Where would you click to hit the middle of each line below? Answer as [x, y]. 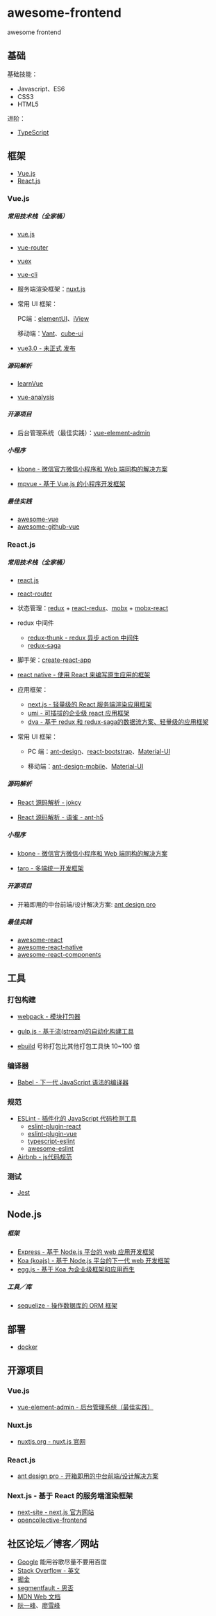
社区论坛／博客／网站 [53, 1544]
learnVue [30, 384]
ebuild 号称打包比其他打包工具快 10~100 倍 [78, 1046]
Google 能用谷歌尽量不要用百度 [62, 1562]
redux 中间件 [35, 623]
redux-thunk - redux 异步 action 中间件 [83, 638]
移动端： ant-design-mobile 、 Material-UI [85, 767]
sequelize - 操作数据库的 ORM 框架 [67, 1305]
